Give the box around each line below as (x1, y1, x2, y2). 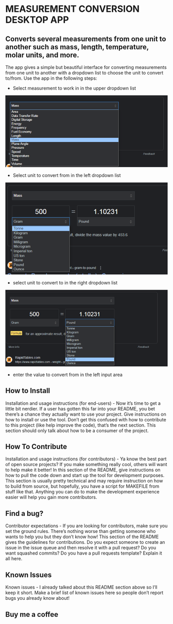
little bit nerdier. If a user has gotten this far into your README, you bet (5, 405, 155, 412)
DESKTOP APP (5, 14, 70, 26)
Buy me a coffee (5, 610, 59, 619)
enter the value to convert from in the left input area (12, 371, 123, 378)
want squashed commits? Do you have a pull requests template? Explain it (5, 550, 162, 556)
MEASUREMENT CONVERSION (5, 3, 140, 15)
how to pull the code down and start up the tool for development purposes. (5, 472, 165, 478)
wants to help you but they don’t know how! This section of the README (5, 533, 159, 540)
